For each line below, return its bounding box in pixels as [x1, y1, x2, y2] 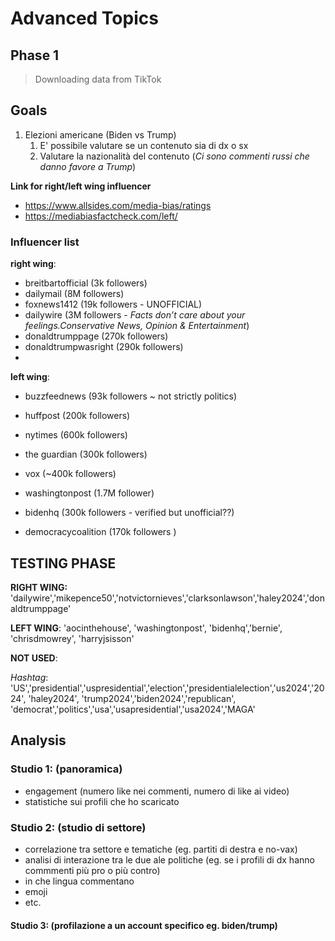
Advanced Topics [10, 7, 159, 30]
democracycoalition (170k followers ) [24, 526, 177, 538]
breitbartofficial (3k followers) [24, 277, 148, 289]
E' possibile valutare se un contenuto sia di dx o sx [39, 139, 249, 151]
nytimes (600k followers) [24, 429, 128, 441]
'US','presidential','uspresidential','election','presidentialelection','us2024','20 [10, 682, 325, 694]
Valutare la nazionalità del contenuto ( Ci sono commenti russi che [39, 150, 310, 162]
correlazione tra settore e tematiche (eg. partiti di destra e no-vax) [24, 843, 298, 855]
